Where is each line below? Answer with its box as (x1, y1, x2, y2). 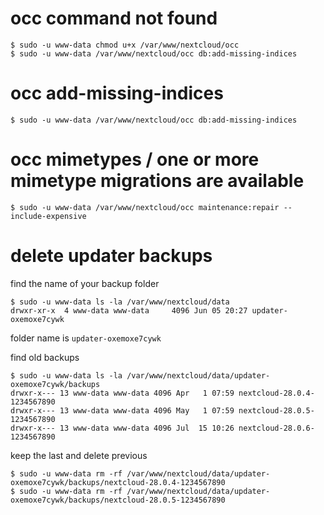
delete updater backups (10, 245, 213, 267)
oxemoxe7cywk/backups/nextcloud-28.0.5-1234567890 (10, 495, 226, 505)
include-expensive (10, 211, 87, 221)
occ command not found (10, 7, 218, 30)
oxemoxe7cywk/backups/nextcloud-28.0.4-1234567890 (10, 477, 226, 487)
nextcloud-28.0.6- (238, 423, 315, 433)
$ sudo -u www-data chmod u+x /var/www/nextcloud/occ (10, 40, 240, 50)
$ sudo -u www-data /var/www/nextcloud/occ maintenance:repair (10, 202, 280, 212)
